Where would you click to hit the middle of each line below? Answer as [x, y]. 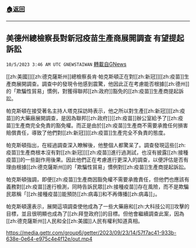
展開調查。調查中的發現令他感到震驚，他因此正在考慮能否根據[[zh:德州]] [103, 84]
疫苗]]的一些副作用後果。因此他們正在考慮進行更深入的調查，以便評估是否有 [97, 160]
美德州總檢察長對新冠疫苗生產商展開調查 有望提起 [95, 38]
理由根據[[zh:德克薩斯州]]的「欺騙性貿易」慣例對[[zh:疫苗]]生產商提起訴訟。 [97, 167]
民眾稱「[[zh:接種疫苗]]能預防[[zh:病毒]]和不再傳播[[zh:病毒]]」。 [83, 194]
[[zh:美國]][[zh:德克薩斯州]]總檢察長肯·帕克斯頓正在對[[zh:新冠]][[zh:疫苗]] [95, 76]
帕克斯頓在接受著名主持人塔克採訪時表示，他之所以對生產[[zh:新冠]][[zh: [93, 111]
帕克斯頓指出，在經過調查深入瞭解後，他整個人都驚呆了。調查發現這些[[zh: [96, 145]
